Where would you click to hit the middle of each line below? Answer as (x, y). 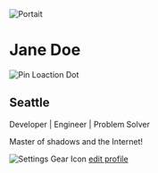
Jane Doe (45, 50)
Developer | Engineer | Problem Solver (79, 124)
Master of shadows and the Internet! (76, 141)
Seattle (30, 103)
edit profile (108, 159)
